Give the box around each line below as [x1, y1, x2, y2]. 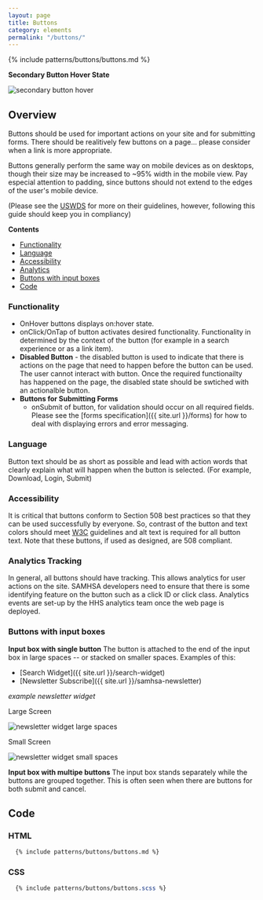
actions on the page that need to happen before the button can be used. [19, 360, 254, 370]
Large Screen [8, 706, 53, 715]
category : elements [8, 26, 72, 34]
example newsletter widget [8, 691, 96, 701]
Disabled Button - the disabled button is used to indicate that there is [19, 353, 244, 362]
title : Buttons [8, 19, 58, 27]
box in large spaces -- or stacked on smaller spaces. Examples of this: [8, 653, 236, 662]
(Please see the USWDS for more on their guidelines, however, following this [8, 201, 255, 210]
